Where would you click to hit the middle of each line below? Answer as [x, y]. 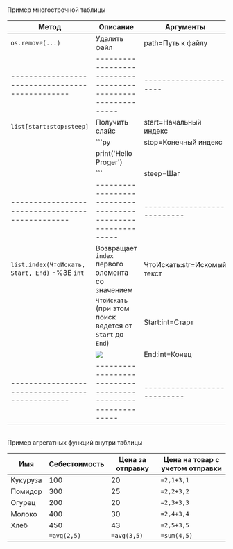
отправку [132, 468]
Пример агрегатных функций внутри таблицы [75, 443]
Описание [116, 27]
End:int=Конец [168, 355]
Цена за [133, 460]
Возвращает [116, 248]
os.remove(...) [36, 43]
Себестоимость [77, 464]
